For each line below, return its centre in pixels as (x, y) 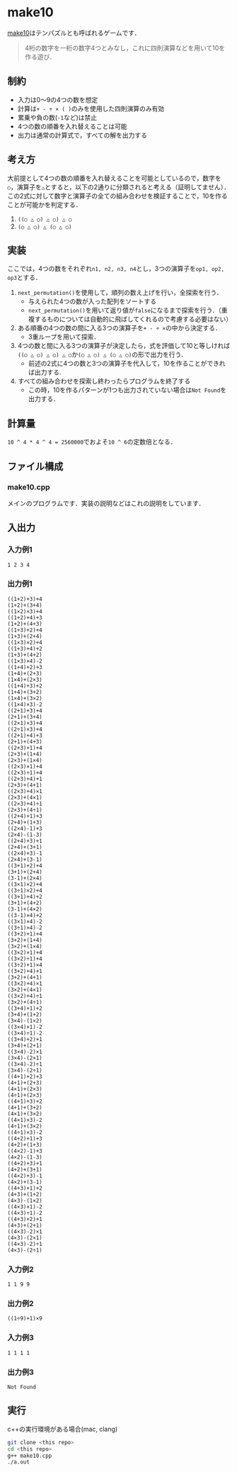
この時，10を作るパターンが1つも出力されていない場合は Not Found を (127, 390)
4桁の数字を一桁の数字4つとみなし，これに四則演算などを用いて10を (125, 47)
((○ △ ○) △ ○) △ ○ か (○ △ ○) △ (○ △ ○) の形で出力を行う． (102, 354)
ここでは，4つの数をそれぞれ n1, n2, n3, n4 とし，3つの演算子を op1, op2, (116, 269)
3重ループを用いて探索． (64, 337)
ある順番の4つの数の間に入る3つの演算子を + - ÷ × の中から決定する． (119, 328)
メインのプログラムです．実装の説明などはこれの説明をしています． (106, 503)
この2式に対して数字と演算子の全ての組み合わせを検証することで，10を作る (117, 196)
